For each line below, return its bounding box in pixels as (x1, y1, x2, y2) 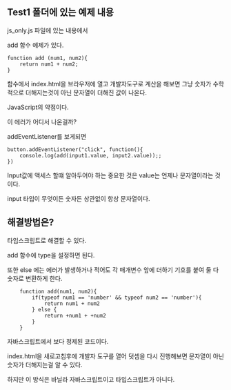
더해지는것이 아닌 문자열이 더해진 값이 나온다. (25, 88, 147, 97)
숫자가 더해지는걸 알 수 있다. (7, 360, 83, 369)
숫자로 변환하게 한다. (7, 274, 63, 282)
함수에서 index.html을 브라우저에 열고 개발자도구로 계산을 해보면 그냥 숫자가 (7, 79, 212, 88)
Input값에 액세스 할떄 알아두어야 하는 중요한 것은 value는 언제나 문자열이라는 (7, 171, 214, 179)
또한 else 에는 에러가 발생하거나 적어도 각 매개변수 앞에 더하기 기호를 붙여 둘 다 (7, 265, 219, 274)
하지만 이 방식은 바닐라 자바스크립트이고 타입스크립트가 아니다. (7, 375, 175, 383)
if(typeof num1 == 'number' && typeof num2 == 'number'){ (32, 294, 202, 301)
